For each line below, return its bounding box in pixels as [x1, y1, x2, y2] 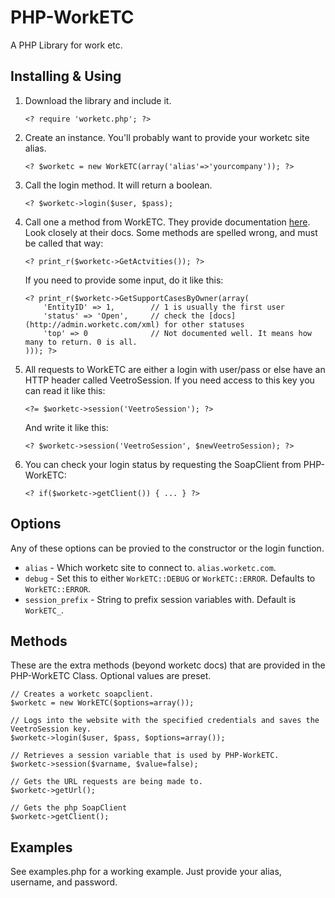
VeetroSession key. [10, 724, 92, 735]
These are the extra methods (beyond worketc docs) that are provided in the [10, 659, 326, 671]
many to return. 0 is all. [24, 337, 138, 347]
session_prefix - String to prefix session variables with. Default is [24, 593, 297, 605]
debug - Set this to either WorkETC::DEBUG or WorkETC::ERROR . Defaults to [24, 572, 316, 584]
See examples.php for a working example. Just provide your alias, [10, 866, 282, 878]
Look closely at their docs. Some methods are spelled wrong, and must [24, 226, 318, 238]
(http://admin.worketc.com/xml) [24, 319, 160, 330]
